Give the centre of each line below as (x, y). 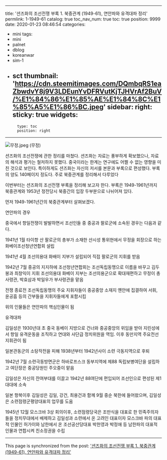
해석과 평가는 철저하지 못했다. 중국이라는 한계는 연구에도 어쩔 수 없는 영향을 (83, 162)
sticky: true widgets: (45, 115)
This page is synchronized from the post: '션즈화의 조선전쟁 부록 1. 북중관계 (80, 446)
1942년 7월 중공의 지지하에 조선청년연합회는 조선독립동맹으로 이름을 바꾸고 (78, 267)
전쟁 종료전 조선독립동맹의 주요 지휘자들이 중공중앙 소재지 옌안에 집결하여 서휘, (82, 290)
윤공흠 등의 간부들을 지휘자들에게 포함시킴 (46, 296)
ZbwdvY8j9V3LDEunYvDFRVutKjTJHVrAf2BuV (87, 92)
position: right (34, 131)
